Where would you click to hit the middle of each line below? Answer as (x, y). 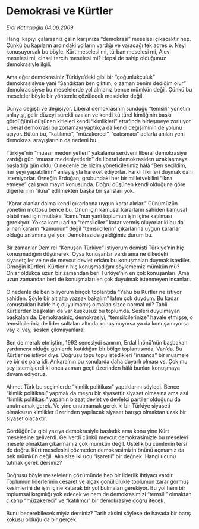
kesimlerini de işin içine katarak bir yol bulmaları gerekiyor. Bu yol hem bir (96, 488)
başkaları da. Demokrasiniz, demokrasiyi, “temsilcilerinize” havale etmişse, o (99, 317)
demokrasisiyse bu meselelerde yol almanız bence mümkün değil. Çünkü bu (99, 89)
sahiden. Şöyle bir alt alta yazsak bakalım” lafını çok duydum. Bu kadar (93, 298)
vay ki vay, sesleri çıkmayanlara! (45, 330)
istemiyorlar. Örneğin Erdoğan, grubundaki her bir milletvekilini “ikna (89, 178)
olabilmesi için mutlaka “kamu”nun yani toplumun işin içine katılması (89, 216)
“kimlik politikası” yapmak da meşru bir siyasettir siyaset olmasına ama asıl (97, 393)
